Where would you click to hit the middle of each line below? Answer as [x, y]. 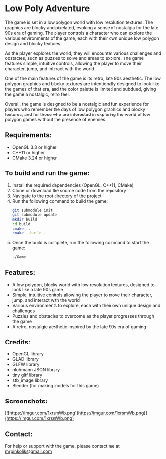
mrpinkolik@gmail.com [28, 451]
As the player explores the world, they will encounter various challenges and [83, 53]
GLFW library [26, 364]
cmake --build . [29, 233]
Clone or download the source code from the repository [69, 190]
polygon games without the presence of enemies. [56, 119]
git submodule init [32, 210]
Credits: [18, 342]
